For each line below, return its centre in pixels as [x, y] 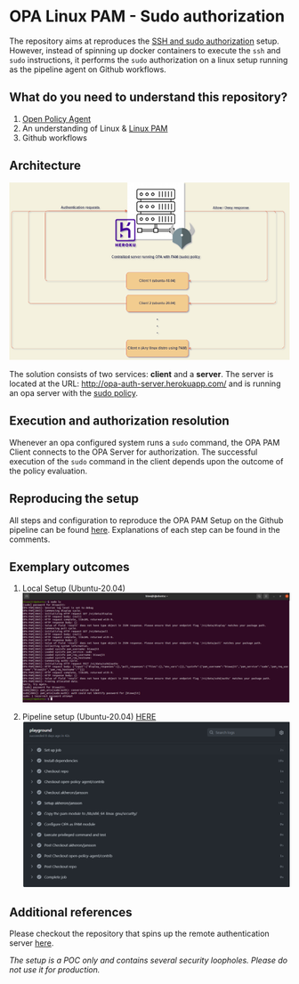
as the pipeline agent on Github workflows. [88, 69]
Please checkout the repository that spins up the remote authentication [139, 934]
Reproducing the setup [74, 499]
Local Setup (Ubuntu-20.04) [74, 588]
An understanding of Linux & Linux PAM [95, 128]
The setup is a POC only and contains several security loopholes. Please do [148, 960]
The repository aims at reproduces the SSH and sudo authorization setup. [145, 41]
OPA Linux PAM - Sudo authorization [147, 16]
